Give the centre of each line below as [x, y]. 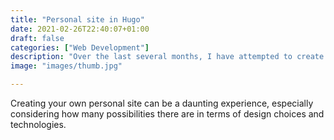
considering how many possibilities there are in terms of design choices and [167, 114]
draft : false [37, 38]
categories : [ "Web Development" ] [80, 47]
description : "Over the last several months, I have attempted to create [167, 57]
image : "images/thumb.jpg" [66, 66]
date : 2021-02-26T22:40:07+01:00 [80, 29]
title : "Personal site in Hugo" [77, 19]
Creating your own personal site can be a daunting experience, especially [162, 103]
